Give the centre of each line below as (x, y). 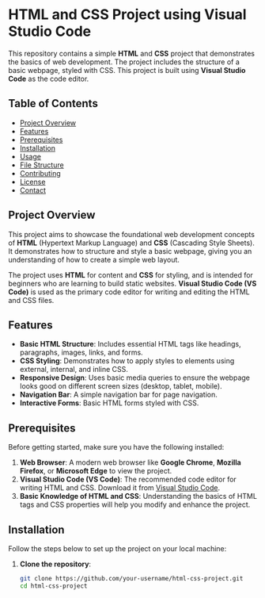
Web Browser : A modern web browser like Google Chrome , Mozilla (130, 462)
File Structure (42, 165)
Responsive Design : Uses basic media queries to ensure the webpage (135, 378)
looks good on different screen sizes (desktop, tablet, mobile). (121, 386)
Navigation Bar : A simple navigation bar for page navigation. (118, 395)
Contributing (40, 173)
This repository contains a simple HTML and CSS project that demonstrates (132, 53)
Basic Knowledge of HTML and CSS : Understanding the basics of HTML (138, 496)
